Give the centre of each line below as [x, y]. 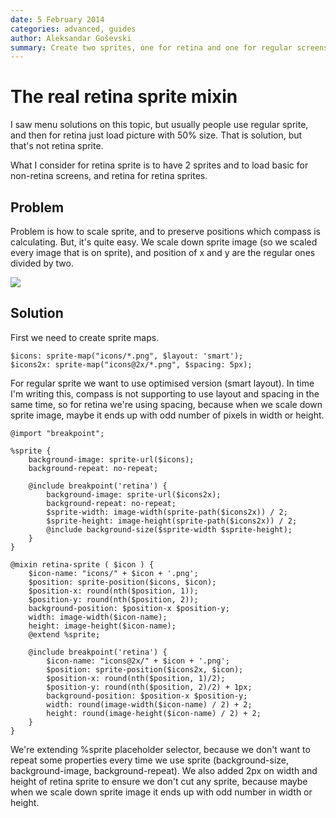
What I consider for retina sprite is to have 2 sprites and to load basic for [159, 165]
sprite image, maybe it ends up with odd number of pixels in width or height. [167, 415]
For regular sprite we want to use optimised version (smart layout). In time [162, 383]
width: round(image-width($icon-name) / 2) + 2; [149, 704]
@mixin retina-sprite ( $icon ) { [82, 564]
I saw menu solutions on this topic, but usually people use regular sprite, [159, 125]
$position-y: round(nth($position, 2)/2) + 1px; [149, 687]
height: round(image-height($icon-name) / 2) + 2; [154, 713]
